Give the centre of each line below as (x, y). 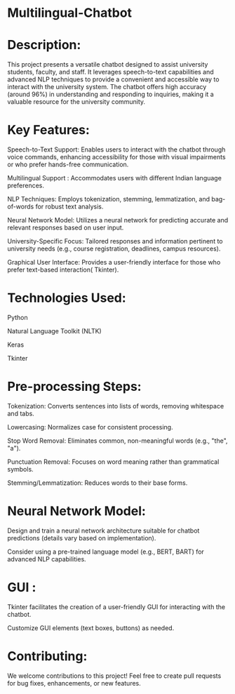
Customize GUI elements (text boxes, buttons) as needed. (91, 628)
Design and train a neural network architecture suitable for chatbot (103, 530)
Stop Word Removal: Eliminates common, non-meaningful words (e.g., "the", (117, 441)
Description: (44, 45)
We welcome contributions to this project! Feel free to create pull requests (114, 676)
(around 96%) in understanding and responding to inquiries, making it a (110, 94)
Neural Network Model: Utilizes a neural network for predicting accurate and (118, 220)
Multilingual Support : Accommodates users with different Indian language (115, 178)
